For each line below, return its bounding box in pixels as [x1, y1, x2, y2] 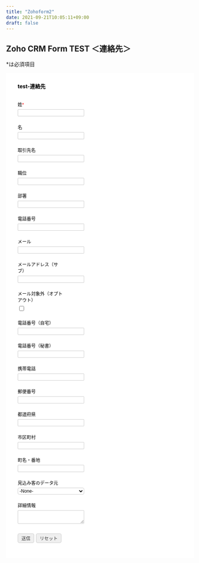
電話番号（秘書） [17, 343, 54, 350]
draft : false [6, 20, 38, 26]
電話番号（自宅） [17, 320, 54, 327]
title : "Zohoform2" [6, 8, 54, 15]
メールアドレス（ [17, 262, 54, 268]
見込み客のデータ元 [17, 480, 59, 486]
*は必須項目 [6, 61, 35, 68]
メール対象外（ [17, 291, 50, 297]
